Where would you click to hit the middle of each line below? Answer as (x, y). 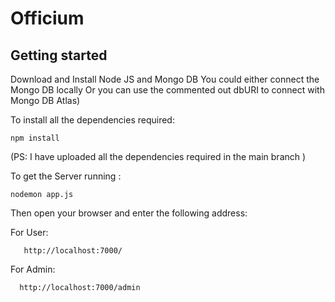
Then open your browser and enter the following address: (129, 213)
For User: (29, 232)
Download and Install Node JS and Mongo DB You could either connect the (165, 79)
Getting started (59, 55)
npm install (35, 138)
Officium (47, 18)
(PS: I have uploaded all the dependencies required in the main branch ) (158, 156)
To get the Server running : (66, 176)
